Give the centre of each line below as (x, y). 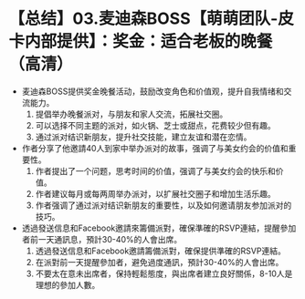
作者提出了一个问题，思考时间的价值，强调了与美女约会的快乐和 (155, 170)
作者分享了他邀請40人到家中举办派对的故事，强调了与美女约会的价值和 (155, 148)
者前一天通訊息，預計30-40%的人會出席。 (102, 239)
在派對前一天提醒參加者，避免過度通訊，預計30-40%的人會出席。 (159, 262)
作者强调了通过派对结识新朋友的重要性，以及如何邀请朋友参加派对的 (163, 205)
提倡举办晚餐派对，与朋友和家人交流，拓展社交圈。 (131, 114)
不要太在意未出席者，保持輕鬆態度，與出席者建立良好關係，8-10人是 (164, 273)
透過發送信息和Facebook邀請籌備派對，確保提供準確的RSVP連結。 (161, 251)
